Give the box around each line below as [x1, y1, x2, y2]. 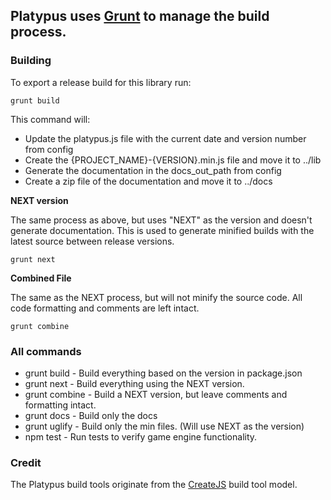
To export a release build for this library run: [10, 76, 192, 88]
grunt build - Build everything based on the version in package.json [24, 367, 303, 379]
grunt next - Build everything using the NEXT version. [24, 377, 245, 389]
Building [10, 54, 52, 68]
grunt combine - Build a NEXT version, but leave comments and [24, 388, 288, 400]
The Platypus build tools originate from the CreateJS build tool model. [10, 479, 298, 491]
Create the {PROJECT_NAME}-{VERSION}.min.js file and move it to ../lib [24, 154, 322, 166]
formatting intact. [24, 399, 97, 411]
